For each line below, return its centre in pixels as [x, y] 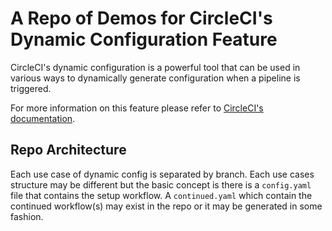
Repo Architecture [68, 150]
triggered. [31, 88]
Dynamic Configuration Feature [144, 39]
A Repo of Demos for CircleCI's [141, 18]
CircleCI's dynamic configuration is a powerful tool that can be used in [155, 67]
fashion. [27, 216]
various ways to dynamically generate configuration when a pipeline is [155, 78]
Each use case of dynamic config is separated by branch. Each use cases [162, 174]
